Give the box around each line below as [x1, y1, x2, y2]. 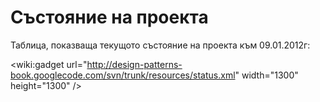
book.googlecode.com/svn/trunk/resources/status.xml [10, 69, 236, 81]
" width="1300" [234, 69, 299, 81]
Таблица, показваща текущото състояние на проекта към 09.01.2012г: [10, 39, 311, 51]
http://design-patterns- [86, 58, 183, 70]
